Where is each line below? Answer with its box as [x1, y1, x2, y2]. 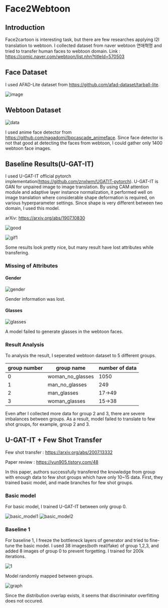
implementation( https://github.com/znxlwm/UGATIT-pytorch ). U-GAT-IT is [5, 179, 158, 185]
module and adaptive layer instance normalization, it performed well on [5, 189, 152, 195]
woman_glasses [47, 398, 86, 405]
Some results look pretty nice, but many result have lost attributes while [5, 244, 154, 250]
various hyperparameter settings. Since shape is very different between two [5, 200, 163, 206]
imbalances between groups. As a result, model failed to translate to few [5, 416, 155, 422]
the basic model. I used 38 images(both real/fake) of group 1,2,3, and [16, 543, 159, 549]
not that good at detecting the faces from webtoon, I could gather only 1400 [5, 140, 162, 146]
